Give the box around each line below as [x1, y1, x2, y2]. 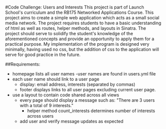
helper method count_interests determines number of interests [27, 108, 155, 114]
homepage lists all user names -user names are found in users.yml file [12, 71, 156, 76]
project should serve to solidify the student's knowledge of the [5, 31, 133, 36]
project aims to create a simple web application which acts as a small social [5, 15, 160, 20]
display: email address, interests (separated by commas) [19, 81, 135, 87]
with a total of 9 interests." [19, 103, 73, 108]
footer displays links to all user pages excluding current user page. [19, 87, 156, 92]
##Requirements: [5, 62, 41, 67]
